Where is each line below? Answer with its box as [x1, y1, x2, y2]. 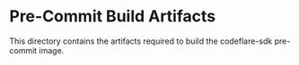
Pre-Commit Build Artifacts [9, 6, 216, 27]
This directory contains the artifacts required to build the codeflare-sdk [9, 36, 273, 46]
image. [39, 45, 65, 55]
